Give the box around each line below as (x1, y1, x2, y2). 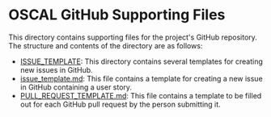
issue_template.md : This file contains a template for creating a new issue (19, 73, 263, 83)
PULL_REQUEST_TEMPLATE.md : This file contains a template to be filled (19, 90, 262, 100)
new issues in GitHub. (19, 65, 93, 74)
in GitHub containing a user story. (19, 82, 132, 92)
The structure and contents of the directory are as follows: (8, 40, 203, 50)
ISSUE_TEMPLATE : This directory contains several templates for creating (19, 56, 263, 66)
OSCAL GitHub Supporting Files (8, 6, 226, 24)
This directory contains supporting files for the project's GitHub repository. (8, 32, 257, 42)
